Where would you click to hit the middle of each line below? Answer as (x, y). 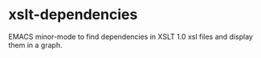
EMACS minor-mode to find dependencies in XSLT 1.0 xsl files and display (130, 37)
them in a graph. (35, 44)
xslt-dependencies (73, 15)
